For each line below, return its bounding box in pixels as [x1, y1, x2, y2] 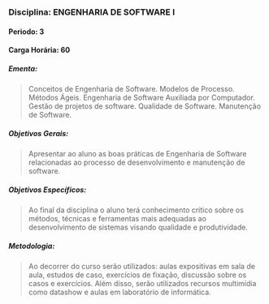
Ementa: [8, 63, 38, 73]
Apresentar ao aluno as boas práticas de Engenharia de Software [28, 149, 247, 159]
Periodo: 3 [8, 27, 45, 36]
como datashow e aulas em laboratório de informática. [28, 287, 211, 297]
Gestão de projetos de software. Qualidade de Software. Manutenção [28, 101, 262, 111]
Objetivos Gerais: [8, 128, 69, 138]
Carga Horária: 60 [8, 45, 71, 55]
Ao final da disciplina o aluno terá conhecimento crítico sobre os [28, 205, 244, 215]
